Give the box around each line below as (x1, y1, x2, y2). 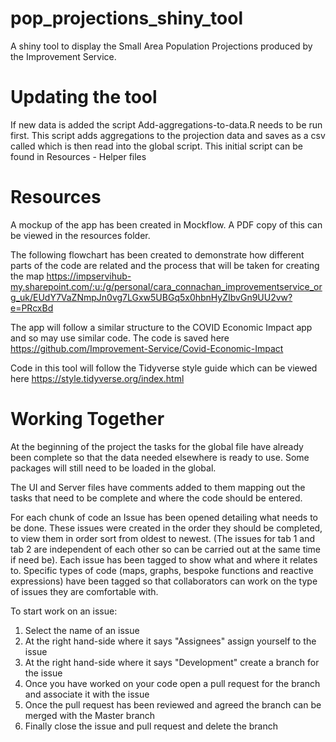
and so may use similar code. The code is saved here (10, 332, 230, 344)
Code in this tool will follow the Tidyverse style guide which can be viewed (10, 362, 318, 374)
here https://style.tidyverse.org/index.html (10, 372, 185, 384)
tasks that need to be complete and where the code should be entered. (10, 492, 303, 504)
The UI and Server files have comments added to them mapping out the (10, 481, 306, 493)
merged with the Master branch (24, 709, 156, 721)
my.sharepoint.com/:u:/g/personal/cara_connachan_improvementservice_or (10, 280, 323, 292)
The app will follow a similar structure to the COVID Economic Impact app (10, 321, 313, 333)
